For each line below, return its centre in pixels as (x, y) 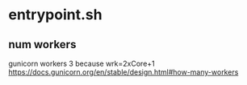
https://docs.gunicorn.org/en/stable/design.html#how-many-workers (123, 72)
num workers (42, 45)
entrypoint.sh (55, 15)
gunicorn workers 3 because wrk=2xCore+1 (82, 63)
